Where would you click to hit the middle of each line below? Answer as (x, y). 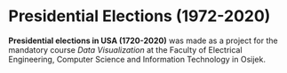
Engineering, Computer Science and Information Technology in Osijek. (137, 59)
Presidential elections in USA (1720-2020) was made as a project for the (143, 40)
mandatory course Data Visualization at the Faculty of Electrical (125, 49)
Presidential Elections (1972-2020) (140, 16)
